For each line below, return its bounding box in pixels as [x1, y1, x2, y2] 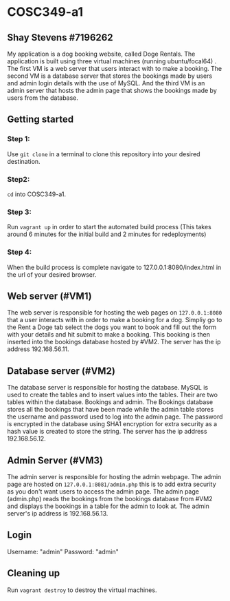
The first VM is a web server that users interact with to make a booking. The [7, 65, 222, 72]
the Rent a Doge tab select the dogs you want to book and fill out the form [7, 323, 217, 331]
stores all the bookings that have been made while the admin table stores [7, 405, 214, 414]
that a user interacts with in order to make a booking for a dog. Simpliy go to [7, 316, 222, 324]
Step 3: [7, 207, 32, 217]
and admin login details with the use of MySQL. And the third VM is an [7, 79, 205, 87]
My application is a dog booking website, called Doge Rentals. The [7, 50, 196, 58]
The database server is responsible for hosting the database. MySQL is [7, 383, 208, 392]
